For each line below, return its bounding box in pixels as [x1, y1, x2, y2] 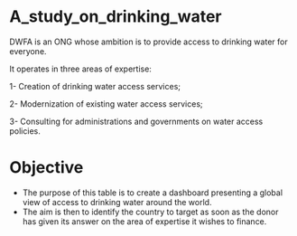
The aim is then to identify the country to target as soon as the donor [22, 206, 279, 217]
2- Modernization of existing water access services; [9, 98, 203, 109]
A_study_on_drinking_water [9, 6, 222, 27]
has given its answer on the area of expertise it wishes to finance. [22, 215, 267, 227]
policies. [9, 125, 41, 137]
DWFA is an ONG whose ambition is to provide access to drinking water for [9, 36, 288, 47]
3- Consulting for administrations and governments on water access [9, 116, 264, 127]
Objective [9, 157, 84, 178]
